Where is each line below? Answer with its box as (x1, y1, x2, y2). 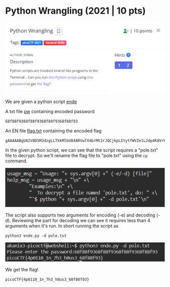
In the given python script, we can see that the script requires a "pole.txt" (5, 147, 158, 153)
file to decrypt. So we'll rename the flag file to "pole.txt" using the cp (5, 153, 148, 159)
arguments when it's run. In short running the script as (5, 223, 119, 229)
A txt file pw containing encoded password (5, 109, 95, 115)
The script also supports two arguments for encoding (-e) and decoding (5, 212, 155, 218)
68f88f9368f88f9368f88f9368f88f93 (5, 119, 78, 124)
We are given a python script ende (5, 99, 77, 105)
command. (5, 158, 28, 164)
